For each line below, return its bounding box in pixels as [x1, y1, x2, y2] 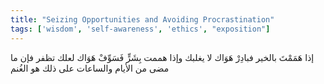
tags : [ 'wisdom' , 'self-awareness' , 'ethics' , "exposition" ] [10, 24, 271, 34]
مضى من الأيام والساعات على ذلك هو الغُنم [10, 62, 170, 74]
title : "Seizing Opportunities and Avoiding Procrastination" [10, 14, 275, 25]
